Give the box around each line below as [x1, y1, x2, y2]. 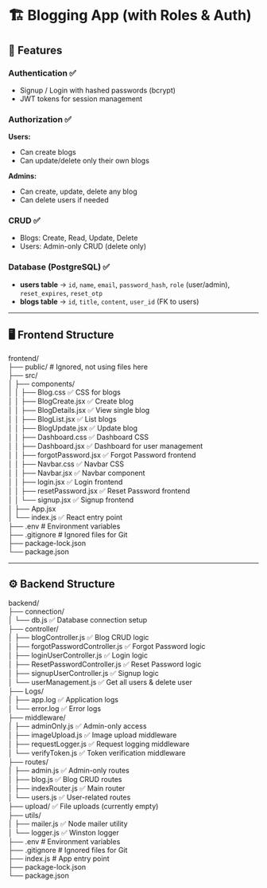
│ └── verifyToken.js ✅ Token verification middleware [8, 749, 186, 758]
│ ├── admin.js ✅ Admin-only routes [8, 766, 130, 776]
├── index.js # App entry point [8, 854, 110, 863]
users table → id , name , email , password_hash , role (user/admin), [19, 280, 230, 289]
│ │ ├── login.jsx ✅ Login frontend [8, 477, 123, 486]
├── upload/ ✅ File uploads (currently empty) [8, 802, 159, 811]
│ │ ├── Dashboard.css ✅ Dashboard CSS [8, 432, 149, 442]
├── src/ [8, 370, 38, 379]
